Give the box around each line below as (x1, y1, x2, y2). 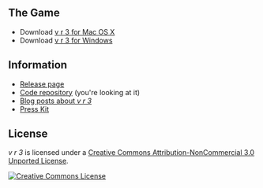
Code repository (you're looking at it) (19, 87, 141, 97)
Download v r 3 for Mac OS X (19, 27, 115, 36)
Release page (19, 79, 65, 89)
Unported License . (8, 157, 69, 166)
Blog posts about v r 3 (19, 96, 92, 105)
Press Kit (19, 104, 50, 113)
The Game (8, 6, 61, 20)
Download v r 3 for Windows (19, 35, 113, 45)
